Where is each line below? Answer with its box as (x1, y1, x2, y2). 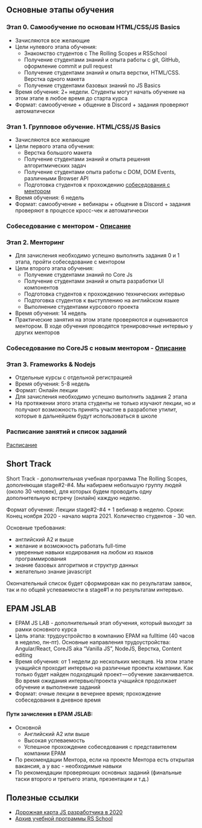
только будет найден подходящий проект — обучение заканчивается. (14, 671, 194, 678)
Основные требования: (6, 524, 66, 531)
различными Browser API (24, 175, 89, 182)
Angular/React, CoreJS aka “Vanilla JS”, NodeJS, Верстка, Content (14, 645, 182, 652)
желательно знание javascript (14, 568, 92, 575)
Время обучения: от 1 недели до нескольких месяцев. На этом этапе (14, 658, 194, 665)
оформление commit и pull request (24, 62, 113, 70)
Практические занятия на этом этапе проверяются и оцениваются (14, 316, 188, 323)
